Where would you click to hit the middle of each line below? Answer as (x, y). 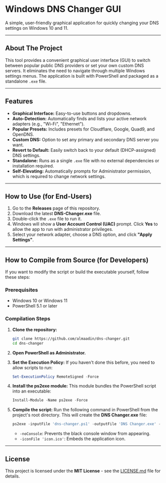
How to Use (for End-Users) (49, 196)
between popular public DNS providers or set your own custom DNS (75, 65)
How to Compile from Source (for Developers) (77, 260)
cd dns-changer (28, 343)
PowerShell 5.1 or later (35, 306)
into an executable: (32, 391)
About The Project (34, 48)
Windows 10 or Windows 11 (40, 301)
